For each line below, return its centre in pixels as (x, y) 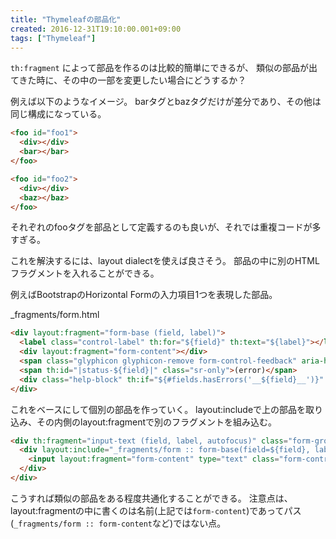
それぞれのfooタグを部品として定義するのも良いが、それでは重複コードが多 (166, 227)
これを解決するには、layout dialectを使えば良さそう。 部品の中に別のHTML (165, 261)
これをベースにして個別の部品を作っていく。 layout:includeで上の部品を (158, 409)
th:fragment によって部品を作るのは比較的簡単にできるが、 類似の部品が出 (164, 68)
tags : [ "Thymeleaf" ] (53, 38)
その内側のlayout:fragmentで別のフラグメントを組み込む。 (157, 422)
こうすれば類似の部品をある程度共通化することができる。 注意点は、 (151, 498)
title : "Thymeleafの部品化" (66, 19)
